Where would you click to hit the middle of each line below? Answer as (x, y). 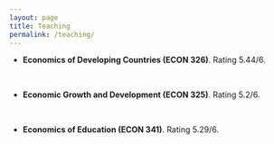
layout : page (34, 18)
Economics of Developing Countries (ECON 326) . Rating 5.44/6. (144, 60)
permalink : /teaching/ (52, 34)
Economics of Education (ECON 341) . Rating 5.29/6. (121, 130)
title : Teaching (40, 26)
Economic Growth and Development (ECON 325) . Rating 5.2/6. (141, 94)
